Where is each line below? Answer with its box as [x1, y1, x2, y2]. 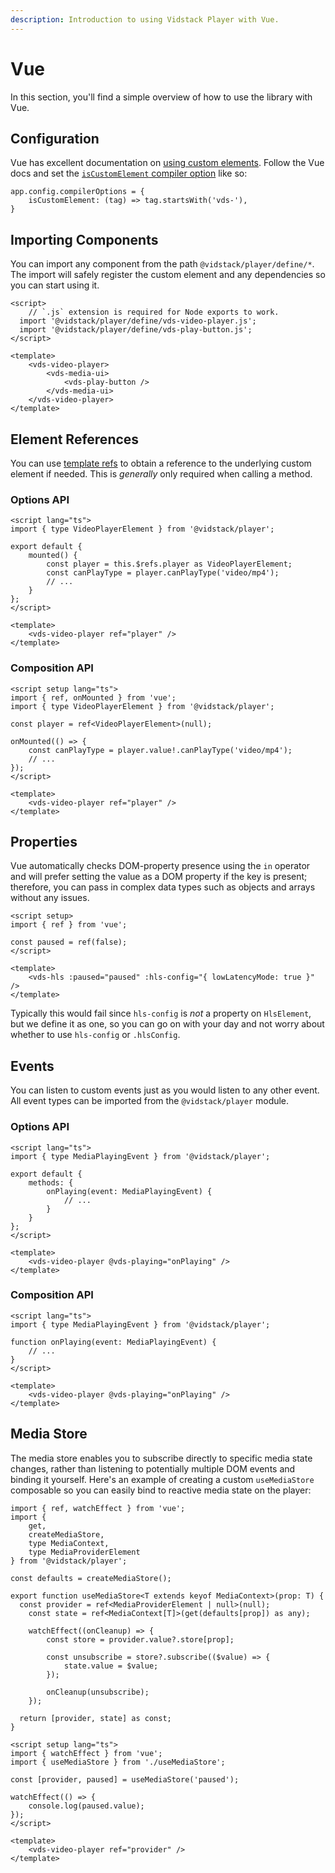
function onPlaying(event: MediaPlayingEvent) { [10, 1337, 217, 1347]
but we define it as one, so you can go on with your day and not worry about [10, 1018, 325, 1030]
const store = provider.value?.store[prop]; [46, 1634, 235, 1645]
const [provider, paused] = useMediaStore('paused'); [10, 1774, 240, 1785]
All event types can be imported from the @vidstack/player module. [10, 1095, 290, 1107]
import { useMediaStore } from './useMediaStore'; [10, 1757, 226, 1767]
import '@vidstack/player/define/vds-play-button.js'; [19, 325, 253, 335]
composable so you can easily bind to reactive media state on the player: [10, 1484, 312, 1496]
